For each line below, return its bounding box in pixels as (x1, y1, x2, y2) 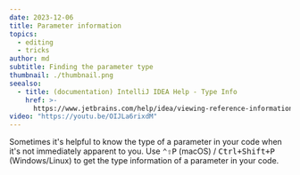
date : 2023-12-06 (9, 12, 74, 22)
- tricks (17, 46, 50, 55)
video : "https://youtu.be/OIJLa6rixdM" (9, 112, 158, 121)
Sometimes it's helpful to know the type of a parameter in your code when (9, 137, 283, 147)
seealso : (9, 79, 42, 88)
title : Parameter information (9, 21, 122, 30)
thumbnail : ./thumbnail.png (9, 71, 114, 80)
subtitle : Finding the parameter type (9, 63, 154, 72)
